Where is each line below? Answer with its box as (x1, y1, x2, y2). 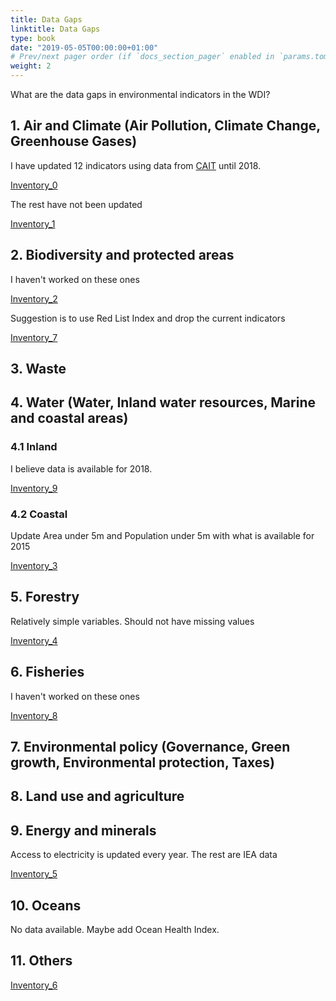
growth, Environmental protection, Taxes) (10, 754, 275, 771)
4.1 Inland (10, 440, 58, 454)
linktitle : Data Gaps (10, 24, 101, 34)
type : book (10, 33, 56, 43)
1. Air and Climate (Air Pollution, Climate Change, (10, 117, 321, 135)
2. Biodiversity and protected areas (10, 247, 235, 264)
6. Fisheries (10, 664, 85, 681)
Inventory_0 (10, 179, 58, 191)
